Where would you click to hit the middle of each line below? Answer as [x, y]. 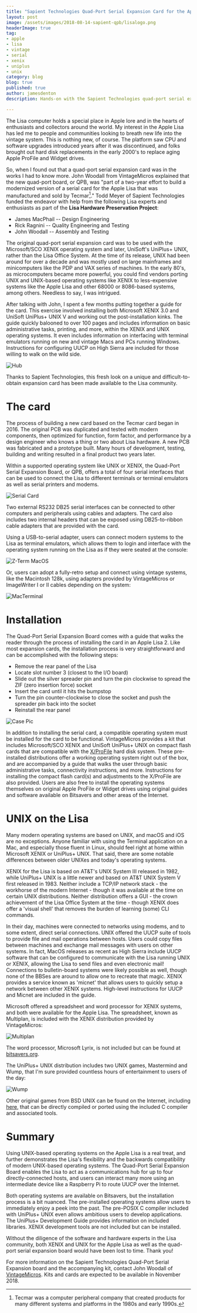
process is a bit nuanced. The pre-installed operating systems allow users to [98, 1202]
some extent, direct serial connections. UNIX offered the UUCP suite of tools [98, 933]
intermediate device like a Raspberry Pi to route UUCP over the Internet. [93, 1184]
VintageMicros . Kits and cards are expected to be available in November [93, 1275]
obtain [14, 383]
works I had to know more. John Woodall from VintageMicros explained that [98, 175]
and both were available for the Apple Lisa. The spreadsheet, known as [92, 1012]
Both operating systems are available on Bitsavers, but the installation [90, 1196]
